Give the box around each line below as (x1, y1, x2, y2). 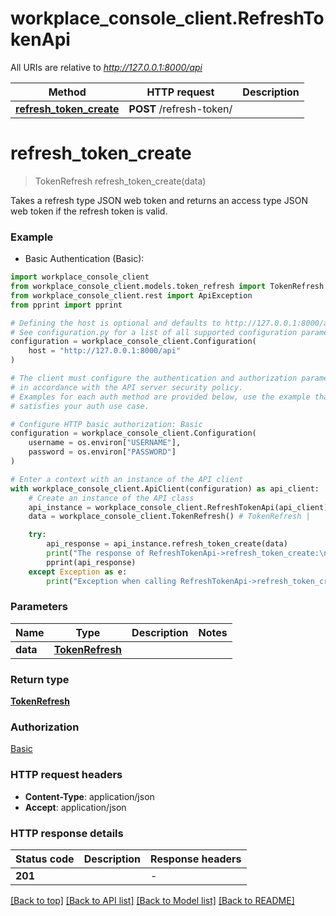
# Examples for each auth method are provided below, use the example (10, 392, 311, 402)
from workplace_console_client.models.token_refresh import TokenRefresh (10, 282, 325, 292)
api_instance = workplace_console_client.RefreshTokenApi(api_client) (28, 502, 329, 512)
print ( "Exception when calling (46, 576, 177, 586)
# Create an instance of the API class (28, 493, 195, 503)
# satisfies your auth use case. (10, 401, 150, 411)
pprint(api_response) (46, 557, 137, 567)
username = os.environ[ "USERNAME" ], (28, 438, 182, 448)
